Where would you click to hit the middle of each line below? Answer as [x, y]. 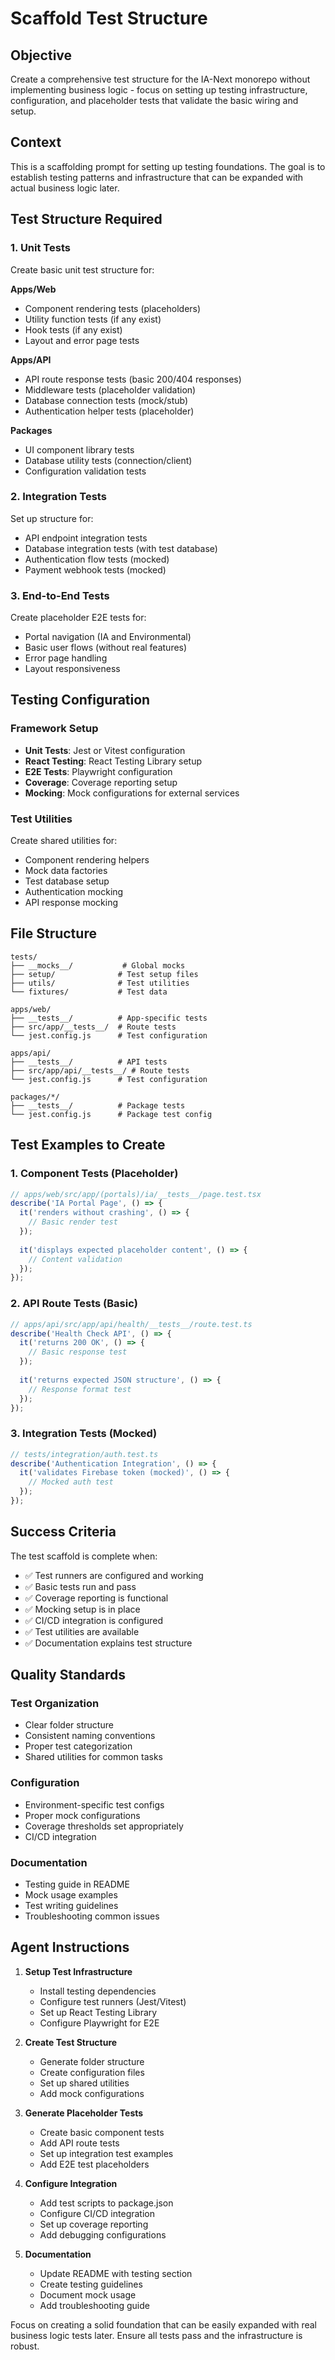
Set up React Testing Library [98, 2012]
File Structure [53, 933]
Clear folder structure [69, 1725]
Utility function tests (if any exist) [93, 319]
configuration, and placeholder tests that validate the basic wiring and [154, 100]
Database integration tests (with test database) [121, 548]
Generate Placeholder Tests [84, 2113]
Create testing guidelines [91, 2284]
